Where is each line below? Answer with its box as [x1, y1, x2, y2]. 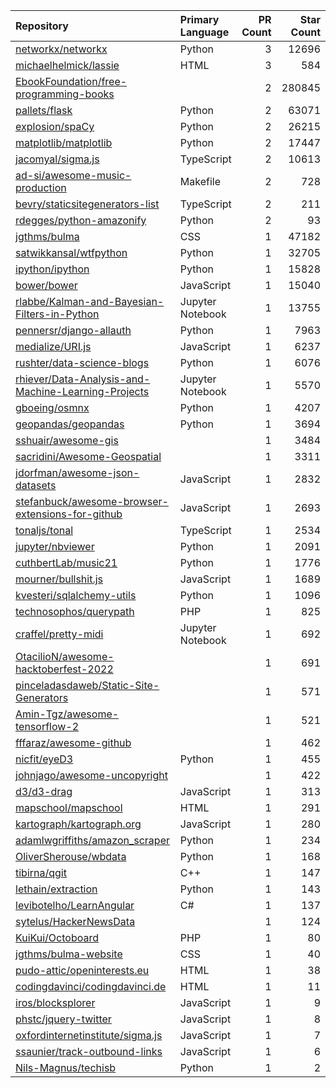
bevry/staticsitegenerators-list [15, 197, 160, 211]
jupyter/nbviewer [15, 540, 95, 553]
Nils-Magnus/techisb [15, 1061, 117, 1074]
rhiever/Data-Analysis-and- [15, 372, 151, 386]
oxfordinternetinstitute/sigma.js [15, 1029, 163, 1042]
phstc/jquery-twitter [15, 1012, 112, 1026]
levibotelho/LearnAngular [15, 899, 135, 912]
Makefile [179, 175, 222, 188]
